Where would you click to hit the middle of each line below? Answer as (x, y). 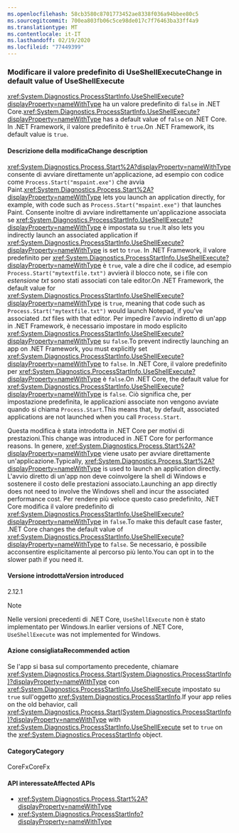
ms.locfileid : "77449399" (46, 47)
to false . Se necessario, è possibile (155, 544)
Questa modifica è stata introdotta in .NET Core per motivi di (96, 430)
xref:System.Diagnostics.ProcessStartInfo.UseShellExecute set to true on (115, 727)
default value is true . (38, 134)
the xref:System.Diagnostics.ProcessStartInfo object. (85, 735)
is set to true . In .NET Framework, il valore (164, 250)
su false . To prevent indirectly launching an (166, 341)
